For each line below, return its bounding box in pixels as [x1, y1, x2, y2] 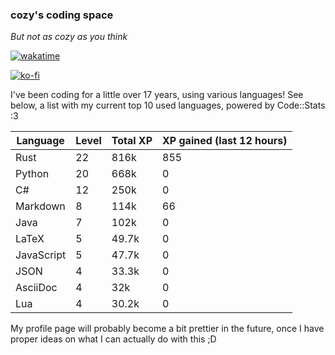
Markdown [15, 199, 66, 213]
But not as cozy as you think [10, 31, 128, 43]
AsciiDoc [15, 281, 58, 295]
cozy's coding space [10, 8, 114, 22]
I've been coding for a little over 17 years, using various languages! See [10, 89, 304, 101]
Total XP [111, 134, 153, 148]
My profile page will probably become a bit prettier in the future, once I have [10, 323, 325, 335]
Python [15, 167, 50, 181]
